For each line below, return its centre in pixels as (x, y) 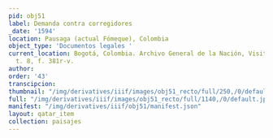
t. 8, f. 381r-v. (45, 62)
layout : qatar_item (41, 114)
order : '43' (28, 76)
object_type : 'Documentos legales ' (70, 46)
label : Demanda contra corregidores (70, 24)
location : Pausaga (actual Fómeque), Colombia (89, 39)
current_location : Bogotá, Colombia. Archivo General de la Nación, (127, 54)
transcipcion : (32, 84)
